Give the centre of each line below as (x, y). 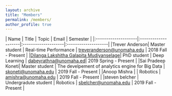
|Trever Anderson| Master (138, 45)
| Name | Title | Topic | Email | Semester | (49, 39)
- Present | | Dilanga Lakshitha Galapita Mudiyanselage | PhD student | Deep (85, 55)
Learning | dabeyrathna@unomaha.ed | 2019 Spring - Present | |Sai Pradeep (85, 61)
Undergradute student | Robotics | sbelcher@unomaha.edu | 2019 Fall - (81, 83)
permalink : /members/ (28, 20)
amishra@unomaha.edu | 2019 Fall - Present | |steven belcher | (72, 77)
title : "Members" (24, 15)
